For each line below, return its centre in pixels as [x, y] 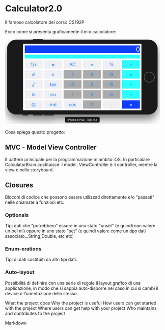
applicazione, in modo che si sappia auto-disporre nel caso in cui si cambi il [82, 288]
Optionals [17, 215]
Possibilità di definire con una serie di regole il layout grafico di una [73, 283]
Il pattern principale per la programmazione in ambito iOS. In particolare [78, 159]
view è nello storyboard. [29, 169]
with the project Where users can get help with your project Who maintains [81, 308]
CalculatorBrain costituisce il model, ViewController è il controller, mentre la [82, 165]
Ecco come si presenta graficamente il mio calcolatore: [61, 31]
